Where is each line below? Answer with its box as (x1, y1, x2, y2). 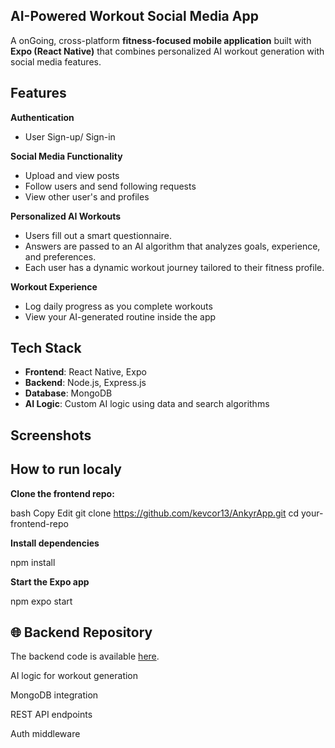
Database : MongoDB (24, 387, 113, 399)
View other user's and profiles (24, 190, 150, 203)
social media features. (10, 55, 102, 68)
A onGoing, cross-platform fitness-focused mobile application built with (10, 34, 312, 46)
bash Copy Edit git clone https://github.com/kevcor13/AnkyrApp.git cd (10, 507, 300, 519)
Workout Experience (10, 280, 98, 293)
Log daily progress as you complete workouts (24, 300, 213, 312)
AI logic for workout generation (10, 670, 139, 682)
